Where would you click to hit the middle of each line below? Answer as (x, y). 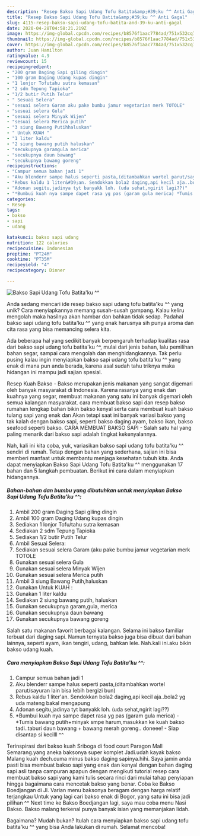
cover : (15, 45)
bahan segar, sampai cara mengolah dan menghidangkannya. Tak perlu (94, 353)
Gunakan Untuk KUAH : (44, 587)
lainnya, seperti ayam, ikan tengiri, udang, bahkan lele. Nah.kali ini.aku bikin (99, 643)
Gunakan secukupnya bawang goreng (62, 619)
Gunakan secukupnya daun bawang (59, 612)
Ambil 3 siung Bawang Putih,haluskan (61, 581)
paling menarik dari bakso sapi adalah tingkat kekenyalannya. (82, 434)
